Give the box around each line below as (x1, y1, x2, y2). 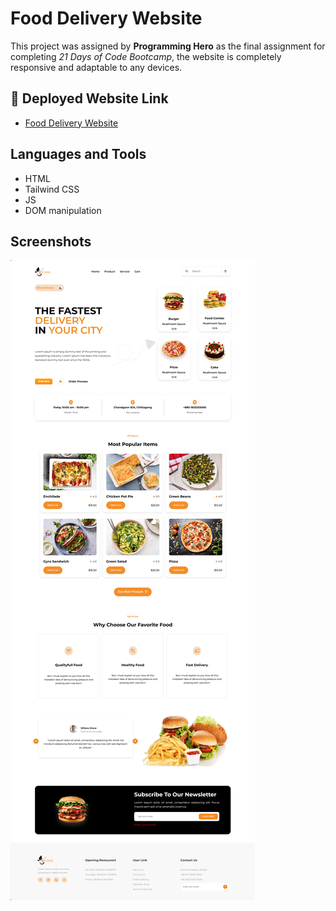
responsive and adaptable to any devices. (10, 61, 183, 73)
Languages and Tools (10, 146, 147, 163)
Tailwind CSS (24, 183, 80, 195)
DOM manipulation (24, 204, 102, 216)
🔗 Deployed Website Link (10, 90, 169, 107)
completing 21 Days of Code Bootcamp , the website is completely (10, 50, 282, 62)
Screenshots (10, 233, 92, 250)
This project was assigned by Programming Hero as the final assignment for (10, 40, 326, 52)
